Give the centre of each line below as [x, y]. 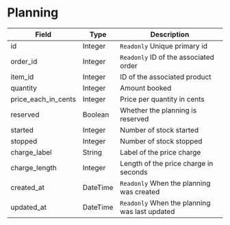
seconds [134, 171]
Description [170, 34]
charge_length [34, 167]
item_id [22, 77]
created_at [28, 187]
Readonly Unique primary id [163, 46]
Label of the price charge [160, 152]
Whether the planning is [158, 110]
